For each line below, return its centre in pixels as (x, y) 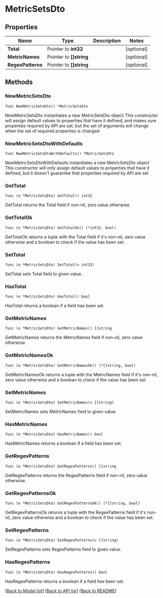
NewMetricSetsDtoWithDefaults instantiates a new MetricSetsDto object (77, 163)
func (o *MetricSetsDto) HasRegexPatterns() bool (56, 572)
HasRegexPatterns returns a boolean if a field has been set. (65, 581)
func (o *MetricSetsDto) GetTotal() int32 (49, 196)
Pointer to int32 (65, 49)
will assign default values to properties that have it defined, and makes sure (81, 120)
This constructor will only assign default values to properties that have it (77, 168)
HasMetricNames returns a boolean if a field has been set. (63, 444)
